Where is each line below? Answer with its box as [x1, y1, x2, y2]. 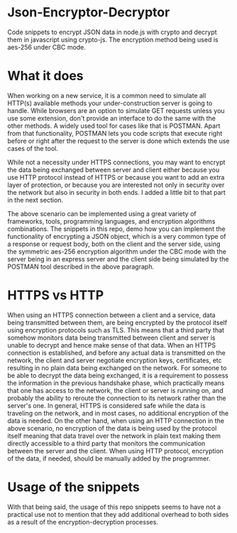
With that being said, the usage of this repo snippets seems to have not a [7, 502, 221, 511]
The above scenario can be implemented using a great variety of [7, 209, 197, 217]
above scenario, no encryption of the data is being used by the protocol [7, 424, 217, 432]
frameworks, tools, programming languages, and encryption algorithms [7, 217, 216, 225]
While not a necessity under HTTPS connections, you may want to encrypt [7, 158, 226, 166]
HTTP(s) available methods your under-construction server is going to [7, 99, 213, 107]
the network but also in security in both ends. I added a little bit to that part [7, 188, 226, 196]
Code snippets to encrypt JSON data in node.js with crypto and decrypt [7, 28, 218, 36]
